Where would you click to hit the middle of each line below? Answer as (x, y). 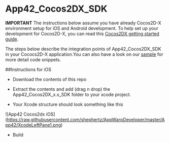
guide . (12, 39)
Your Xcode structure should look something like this (68, 104)
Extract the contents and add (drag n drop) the (61, 89)
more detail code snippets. (33, 59)
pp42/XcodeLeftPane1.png (33, 125)
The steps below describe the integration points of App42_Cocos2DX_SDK (83, 49)
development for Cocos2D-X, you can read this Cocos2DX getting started (82, 33)
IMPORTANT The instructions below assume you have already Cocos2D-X (83, 23)
